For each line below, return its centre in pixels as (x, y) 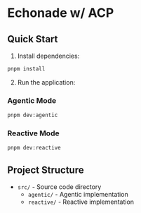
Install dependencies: (48, 56)
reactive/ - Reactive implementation (81, 202)
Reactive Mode (33, 133)
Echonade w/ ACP (61, 13)
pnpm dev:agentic (33, 115)
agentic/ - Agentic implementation (78, 195)
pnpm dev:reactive (34, 148)
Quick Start (33, 39)
